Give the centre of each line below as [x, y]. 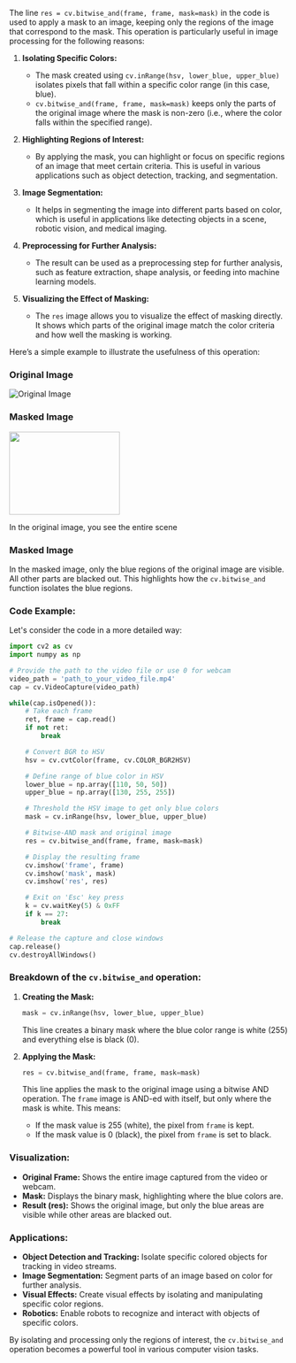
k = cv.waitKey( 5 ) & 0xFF [73, 906]
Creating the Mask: [58, 997]
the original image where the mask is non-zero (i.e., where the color [159, 113]
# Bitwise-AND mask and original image [99, 833]
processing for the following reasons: [77, 41]
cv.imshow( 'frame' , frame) [75, 865]
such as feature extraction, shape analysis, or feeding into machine [157, 272]
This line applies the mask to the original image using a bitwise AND [145, 1090]
